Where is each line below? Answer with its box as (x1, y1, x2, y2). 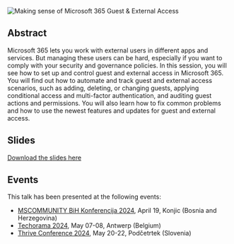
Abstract (7, 27, 47, 39)
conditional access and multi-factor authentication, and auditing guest (7, 91, 212, 99)
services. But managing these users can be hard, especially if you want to (7, 53, 223, 62)
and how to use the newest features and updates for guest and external (7, 106, 216, 115)
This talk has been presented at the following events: (7, 192, 161, 201)
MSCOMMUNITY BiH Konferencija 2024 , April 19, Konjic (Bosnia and (17, 206, 217, 215)
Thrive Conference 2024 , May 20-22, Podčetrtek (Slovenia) (17, 229, 192, 238)
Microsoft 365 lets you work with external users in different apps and (7, 46, 209, 55)
